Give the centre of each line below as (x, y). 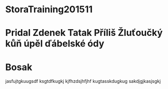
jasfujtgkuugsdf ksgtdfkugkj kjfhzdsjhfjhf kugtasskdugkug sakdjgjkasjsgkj (83, 81)
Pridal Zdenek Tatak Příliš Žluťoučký (84, 33)
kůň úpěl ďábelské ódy (55, 44)
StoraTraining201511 (49, 9)
